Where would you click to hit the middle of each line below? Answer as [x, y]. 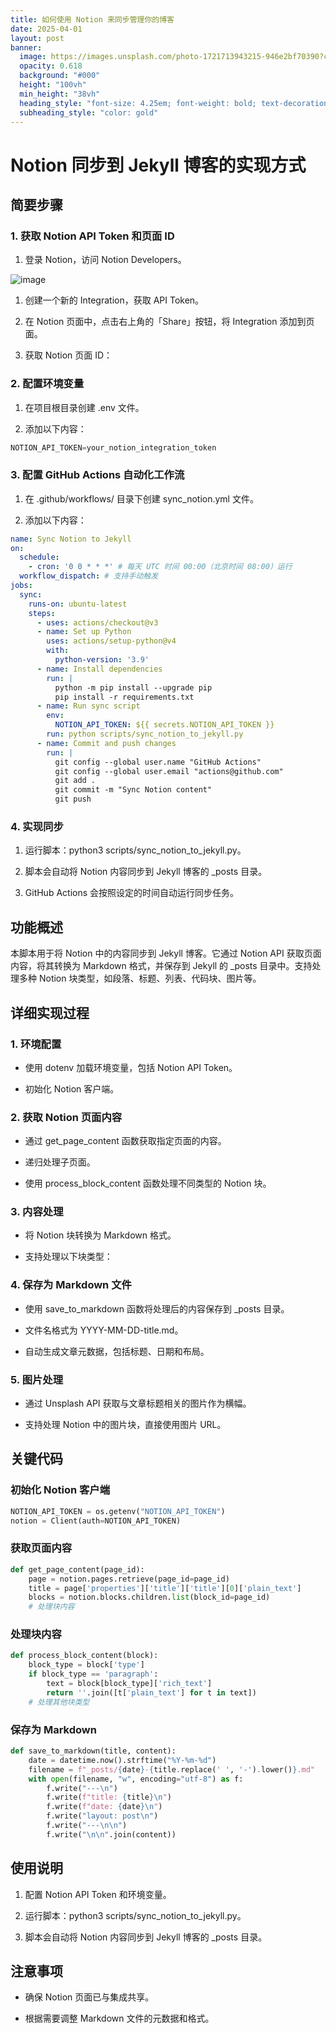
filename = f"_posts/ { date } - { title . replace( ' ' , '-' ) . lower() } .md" [172, 1769]
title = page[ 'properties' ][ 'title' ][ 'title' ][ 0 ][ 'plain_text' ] [165, 1588]
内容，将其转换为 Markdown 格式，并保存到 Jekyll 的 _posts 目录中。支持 [161, 966]
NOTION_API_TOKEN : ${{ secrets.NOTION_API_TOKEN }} [164, 725]
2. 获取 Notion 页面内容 [66, 1117]
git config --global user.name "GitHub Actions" [158, 762]
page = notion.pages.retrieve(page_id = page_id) [129, 1579]
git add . [75, 781]
